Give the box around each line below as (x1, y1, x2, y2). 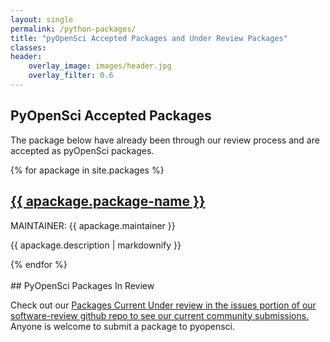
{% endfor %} (10, 258, 68, 270)
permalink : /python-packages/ (10, 24, 137, 34)
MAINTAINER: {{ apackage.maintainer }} (10, 219, 176, 231)
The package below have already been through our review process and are (10, 134, 320, 146)
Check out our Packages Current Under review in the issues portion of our (10, 299, 317, 311)
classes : (10, 42, 47, 53)
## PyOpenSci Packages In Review (10, 279, 155, 291)
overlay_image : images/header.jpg (28, 61, 172, 71)
